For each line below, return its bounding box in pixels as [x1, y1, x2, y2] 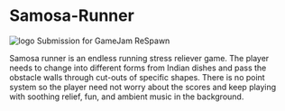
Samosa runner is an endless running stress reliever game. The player [9, 52, 270, 63]
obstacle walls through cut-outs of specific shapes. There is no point [9, 71, 265, 82]
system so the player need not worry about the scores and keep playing [9, 81, 277, 92]
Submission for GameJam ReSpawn [36, 35, 170, 46]
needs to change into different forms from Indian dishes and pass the [9, 62, 267, 73]
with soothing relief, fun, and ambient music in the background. [9, 91, 244, 102]
